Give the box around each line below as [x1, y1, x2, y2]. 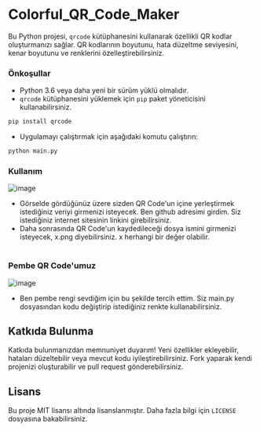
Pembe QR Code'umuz [8, 260, 97, 271]
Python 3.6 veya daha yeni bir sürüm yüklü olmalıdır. [19, 86, 189, 95]
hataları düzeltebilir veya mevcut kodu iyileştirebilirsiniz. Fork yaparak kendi [8, 354, 253, 363]
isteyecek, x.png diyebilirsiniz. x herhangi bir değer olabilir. [19, 232, 210, 241]
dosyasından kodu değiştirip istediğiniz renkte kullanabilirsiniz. [19, 301, 222, 311]
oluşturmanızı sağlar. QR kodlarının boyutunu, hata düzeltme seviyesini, [8, 39, 239, 49]
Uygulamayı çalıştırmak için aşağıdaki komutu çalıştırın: [19, 132, 199, 142]
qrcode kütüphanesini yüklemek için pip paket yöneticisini [19, 94, 206, 104]
